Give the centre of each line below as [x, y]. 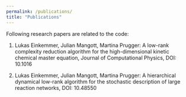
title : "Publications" [34, 17]
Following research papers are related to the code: [68, 34]
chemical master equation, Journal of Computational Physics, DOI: [95, 58]
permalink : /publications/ [39, 11]
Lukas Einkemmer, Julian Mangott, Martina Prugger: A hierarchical [95, 75]
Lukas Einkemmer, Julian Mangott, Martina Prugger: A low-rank [92, 45]
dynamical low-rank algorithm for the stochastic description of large [97, 81]
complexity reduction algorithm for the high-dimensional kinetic [92, 51]
